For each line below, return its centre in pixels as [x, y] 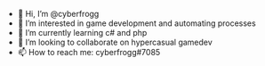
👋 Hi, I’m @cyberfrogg [58, 14]
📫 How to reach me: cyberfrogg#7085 [89, 52]
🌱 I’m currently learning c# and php [82, 33]
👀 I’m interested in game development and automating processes [137, 23]
